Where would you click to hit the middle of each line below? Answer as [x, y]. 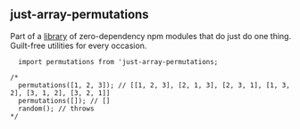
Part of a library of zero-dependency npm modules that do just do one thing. [151, 36]
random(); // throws [56, 109]
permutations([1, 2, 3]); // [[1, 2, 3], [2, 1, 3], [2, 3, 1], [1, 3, [154, 85]
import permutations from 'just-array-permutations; [118, 61]
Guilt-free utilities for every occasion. [79, 45]
